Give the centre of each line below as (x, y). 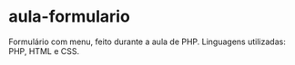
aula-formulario (70, 17)
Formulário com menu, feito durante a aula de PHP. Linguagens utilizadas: (147, 42)
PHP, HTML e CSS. (44, 51)
